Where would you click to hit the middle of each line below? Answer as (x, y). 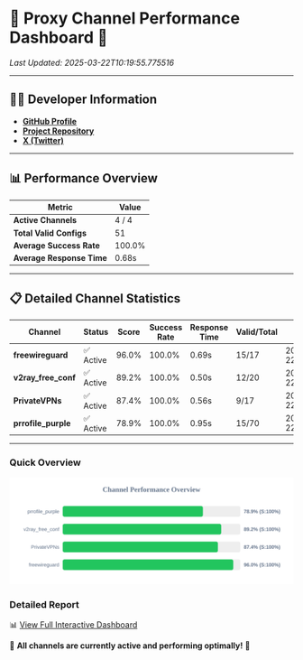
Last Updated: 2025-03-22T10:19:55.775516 (92, 62)
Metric (60, 208)
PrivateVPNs (37, 400)
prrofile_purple (42, 423)
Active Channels (45, 220)
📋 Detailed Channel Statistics (95, 298)
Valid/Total (257, 332)
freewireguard (41, 355)
